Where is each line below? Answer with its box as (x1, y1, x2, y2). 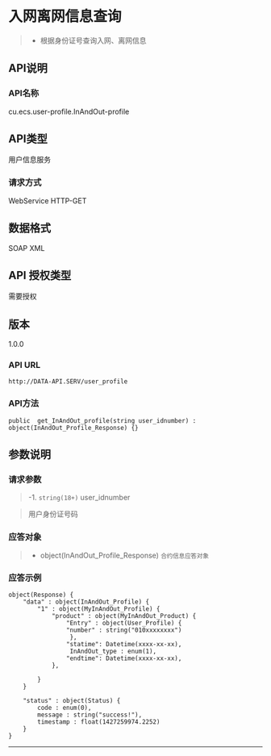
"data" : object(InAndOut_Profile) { (23, 598, 150, 606)
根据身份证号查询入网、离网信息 (40, 36, 147, 45)
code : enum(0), (37, 704, 92, 712)
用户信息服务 (8, 155, 51, 165)
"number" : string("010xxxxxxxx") (65, 626, 182, 634)
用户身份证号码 (27, 509, 78, 519)
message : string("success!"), (37, 711, 143, 719)
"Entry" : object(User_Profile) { (65, 619, 182, 628)
